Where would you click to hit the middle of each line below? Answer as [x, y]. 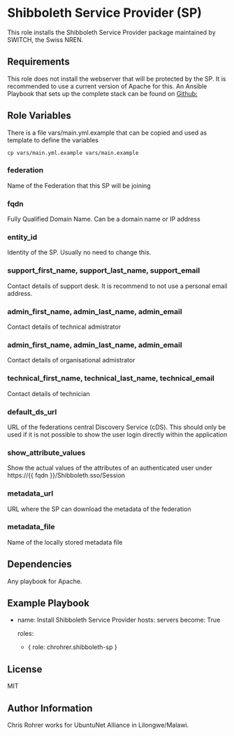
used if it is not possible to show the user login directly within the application [117, 434]
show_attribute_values [46, 452]
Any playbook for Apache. [45, 581]
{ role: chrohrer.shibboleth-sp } [72, 647]
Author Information [50, 708]
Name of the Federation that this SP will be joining [79, 185]
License [25, 669]
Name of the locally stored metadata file [65, 542]
